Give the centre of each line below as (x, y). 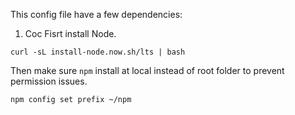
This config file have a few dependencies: (96, 14)
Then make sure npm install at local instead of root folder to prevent (147, 70)
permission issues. (49, 81)
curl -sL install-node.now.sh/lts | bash (98, 52)
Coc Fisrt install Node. (70, 33)
